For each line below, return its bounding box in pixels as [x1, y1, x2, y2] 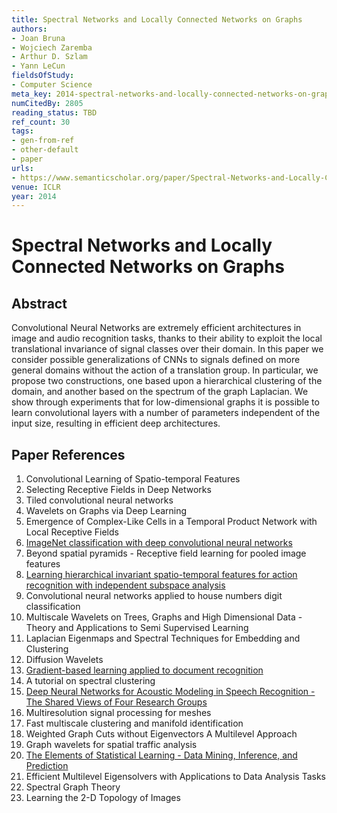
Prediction [25, 760, 69, 772]
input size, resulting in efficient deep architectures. [11, 417, 221, 430]
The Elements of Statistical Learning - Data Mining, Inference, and [25, 749, 298, 761]
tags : [11, 126, 34, 136]
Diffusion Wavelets [25, 654, 104, 666]
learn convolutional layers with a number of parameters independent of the [11, 407, 321, 419]
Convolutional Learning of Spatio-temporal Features [25, 473, 241, 485]
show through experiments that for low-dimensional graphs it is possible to [11, 396, 320, 408]
